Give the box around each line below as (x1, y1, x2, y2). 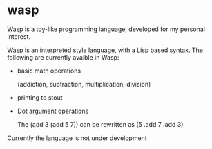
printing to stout (17, 93, 64, 102)
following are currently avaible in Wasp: (7, 53, 119, 61)
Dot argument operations (17, 107, 89, 115)
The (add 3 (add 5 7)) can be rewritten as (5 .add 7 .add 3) (17, 120, 184, 128)
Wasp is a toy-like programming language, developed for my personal (7, 25, 206, 33)
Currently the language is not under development (7, 134, 147, 142)
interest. (7, 32, 31, 40)
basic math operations (17, 67, 81, 75)
